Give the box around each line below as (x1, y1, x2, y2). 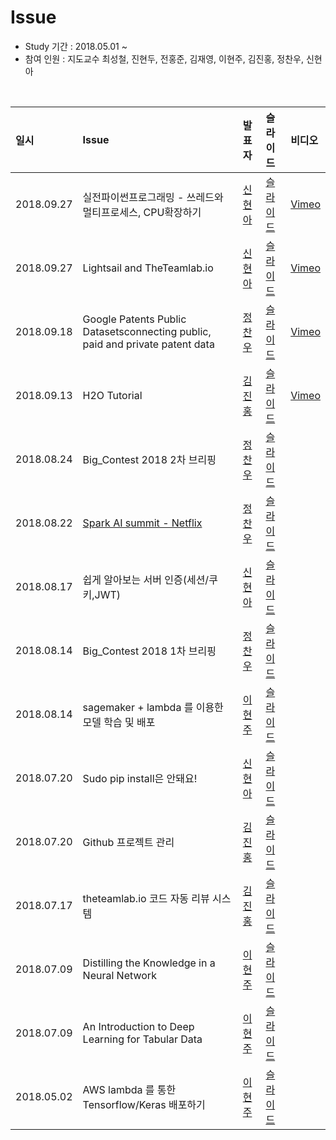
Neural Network (82, 968, 157, 982)
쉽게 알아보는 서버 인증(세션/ (82, 572, 210, 586)
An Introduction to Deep (82, 1019, 195, 1033)
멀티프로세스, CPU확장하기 (82, 205, 202, 219)
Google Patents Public (82, 312, 187, 326)
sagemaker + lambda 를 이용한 (82, 700, 224, 714)
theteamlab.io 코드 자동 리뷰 (82, 891, 210, 905)
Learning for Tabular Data (82, 1032, 203, 1046)
